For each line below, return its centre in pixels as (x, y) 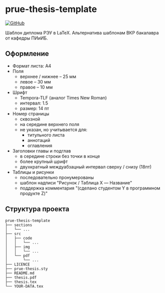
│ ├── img (17, 247)
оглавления (40, 145)
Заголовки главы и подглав (41, 150)
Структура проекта (37, 209)
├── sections (19, 225)
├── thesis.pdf (21, 277)
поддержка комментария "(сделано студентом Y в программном (90, 188)
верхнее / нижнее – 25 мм (48, 76)
